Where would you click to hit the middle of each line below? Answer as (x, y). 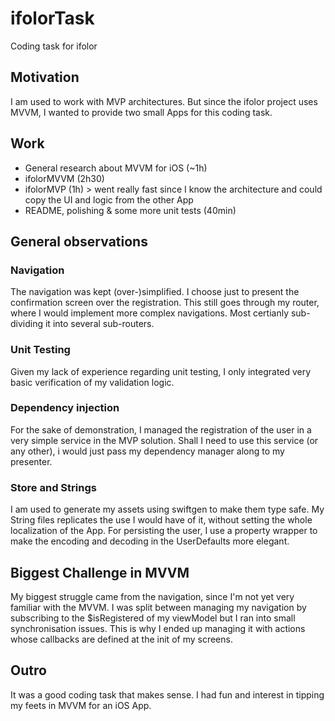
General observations (79, 241)
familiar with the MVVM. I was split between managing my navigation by (158, 607)
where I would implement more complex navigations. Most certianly (150, 313)
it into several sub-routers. (99, 324)
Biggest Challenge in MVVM (100, 572)
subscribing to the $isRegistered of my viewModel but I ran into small (153, 618)
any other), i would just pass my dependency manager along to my (147, 451)
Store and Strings (53, 487)
